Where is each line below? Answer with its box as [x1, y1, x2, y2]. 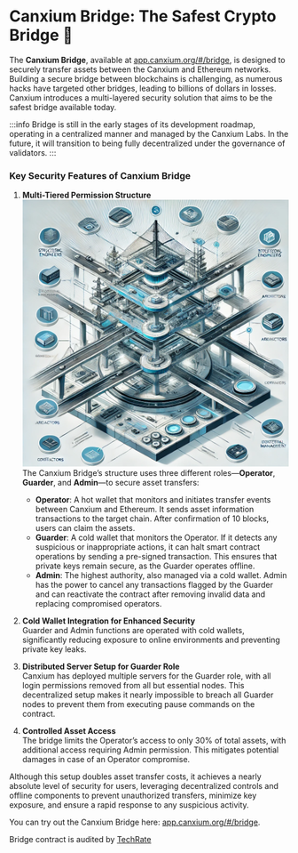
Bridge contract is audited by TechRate [9, 834, 152, 845]
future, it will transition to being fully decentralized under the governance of [9, 138, 286, 149]
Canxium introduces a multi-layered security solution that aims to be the [9, 92, 273, 103]
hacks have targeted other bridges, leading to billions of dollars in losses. [9, 83, 277, 93]
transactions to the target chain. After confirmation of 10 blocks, [35, 513, 270, 524]
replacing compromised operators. [35, 599, 162, 609]
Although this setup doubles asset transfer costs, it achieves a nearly [9, 771, 262, 782]
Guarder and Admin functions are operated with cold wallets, [21, 625, 246, 636]
